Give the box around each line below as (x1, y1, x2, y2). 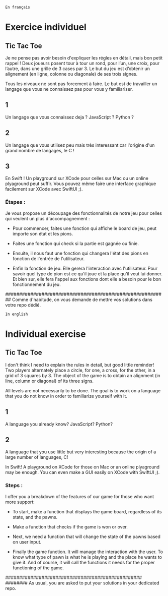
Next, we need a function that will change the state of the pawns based (12, 533, 161, 540)
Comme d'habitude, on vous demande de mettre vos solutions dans (12, 296, 152, 303)
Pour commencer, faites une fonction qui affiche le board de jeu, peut (12, 225, 157, 231)
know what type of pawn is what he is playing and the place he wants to (12, 554, 162, 560)
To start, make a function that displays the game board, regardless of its (12, 508, 162, 514)
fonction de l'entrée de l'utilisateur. (12, 255, 85, 262)
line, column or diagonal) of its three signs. (5, 378, 94, 384)
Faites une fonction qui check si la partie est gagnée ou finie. (12, 240, 139, 247)
